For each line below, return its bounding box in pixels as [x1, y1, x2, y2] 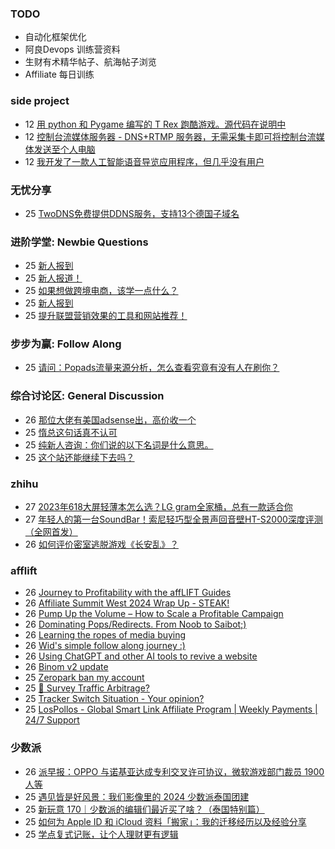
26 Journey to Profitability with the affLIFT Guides [24, 587, 232, 599]
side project [10, 94, 70, 108]
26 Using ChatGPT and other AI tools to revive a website [24, 650, 258, 662]
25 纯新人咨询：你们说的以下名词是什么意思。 [24, 438, 214, 451]
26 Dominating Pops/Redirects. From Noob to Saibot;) [24, 618, 247, 631]
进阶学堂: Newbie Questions [10, 235, 149, 249]
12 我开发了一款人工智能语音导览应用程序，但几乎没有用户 [24, 155, 265, 167]
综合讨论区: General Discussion [10, 389, 165, 403]
